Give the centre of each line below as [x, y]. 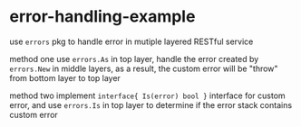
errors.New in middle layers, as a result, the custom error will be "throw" [144, 68]
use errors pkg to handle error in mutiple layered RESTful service [131, 41]
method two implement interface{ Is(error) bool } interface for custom [147, 95]
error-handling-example [102, 17]
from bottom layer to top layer [65, 77]
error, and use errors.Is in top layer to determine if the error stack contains [151, 104]
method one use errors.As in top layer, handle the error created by [134, 59]
